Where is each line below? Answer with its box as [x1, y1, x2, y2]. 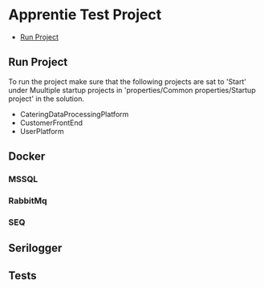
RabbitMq [8, 195, 47, 206]
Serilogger [8, 241, 63, 255]
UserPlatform [19, 126, 64, 136]
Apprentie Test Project [8, 6, 162, 24]
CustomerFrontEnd [19, 118, 83, 128]
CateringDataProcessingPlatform [19, 109, 129, 119]
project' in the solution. [8, 94, 84, 103]
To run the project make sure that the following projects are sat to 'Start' [8, 76, 247, 86]
